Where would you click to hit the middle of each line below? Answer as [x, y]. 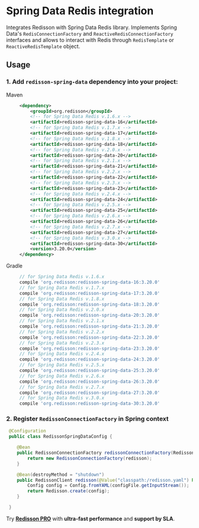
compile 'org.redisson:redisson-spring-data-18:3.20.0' [90, 304]
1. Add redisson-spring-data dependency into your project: [92, 82]
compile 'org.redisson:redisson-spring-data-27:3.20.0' [90, 393]
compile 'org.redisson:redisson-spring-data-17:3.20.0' [90, 293]
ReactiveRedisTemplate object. [43, 46]
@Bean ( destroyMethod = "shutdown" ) [61, 475]
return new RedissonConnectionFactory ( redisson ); [90, 458]
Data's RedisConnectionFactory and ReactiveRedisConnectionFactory [90, 33]
